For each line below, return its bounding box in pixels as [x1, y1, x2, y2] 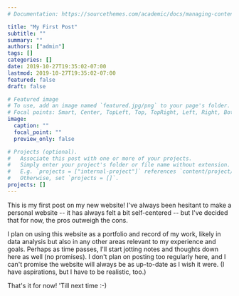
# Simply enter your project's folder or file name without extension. [7, 162, 231, 169]
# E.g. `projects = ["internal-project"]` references [7, 168, 176, 175]
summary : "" [7, 36, 43, 43]
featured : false [7, 76, 55, 83]
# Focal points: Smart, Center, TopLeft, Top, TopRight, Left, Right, [7, 109, 221, 116]
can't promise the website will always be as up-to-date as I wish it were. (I [7, 260, 225, 268]
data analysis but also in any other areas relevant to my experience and [7, 237, 216, 245]
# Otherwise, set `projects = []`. [7, 175, 119, 182]
